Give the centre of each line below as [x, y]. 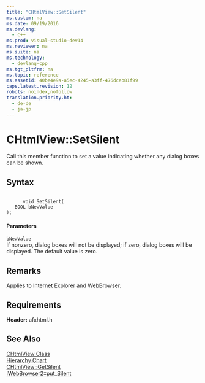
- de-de [22, 103]
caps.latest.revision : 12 [39, 87]
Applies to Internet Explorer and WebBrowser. [64, 285]
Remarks [24, 271]
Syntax [20, 182]
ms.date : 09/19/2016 [33, 23]
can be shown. [25, 163]
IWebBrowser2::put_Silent [39, 373]
